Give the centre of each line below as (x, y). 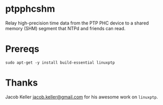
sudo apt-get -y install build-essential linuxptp (60, 62)
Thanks (22, 83)
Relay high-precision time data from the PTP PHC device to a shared (77, 23)
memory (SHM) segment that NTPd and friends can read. (65, 28)
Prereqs (22, 49)
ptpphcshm (30, 9)
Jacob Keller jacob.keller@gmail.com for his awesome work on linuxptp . (81, 97)
